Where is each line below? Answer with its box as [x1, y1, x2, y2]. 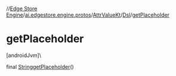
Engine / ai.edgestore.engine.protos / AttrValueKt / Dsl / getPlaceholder [6, 11, 170, 18]
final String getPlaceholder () [6, 63, 75, 70]
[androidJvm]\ [6, 52, 42, 59]
